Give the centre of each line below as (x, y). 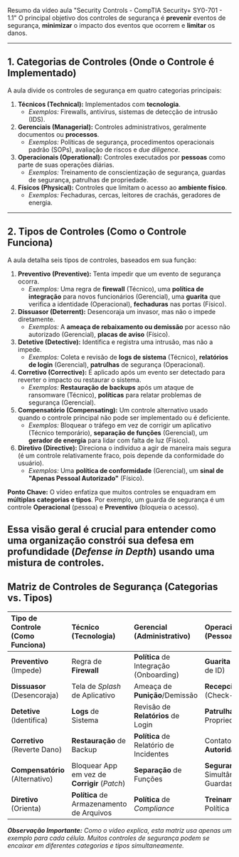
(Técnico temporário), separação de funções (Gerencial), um (118, 432)
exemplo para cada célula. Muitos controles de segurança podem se (108, 838)
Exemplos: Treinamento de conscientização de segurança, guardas (127, 172)
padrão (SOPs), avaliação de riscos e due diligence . (104, 150)
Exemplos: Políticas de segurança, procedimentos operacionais (121, 142)
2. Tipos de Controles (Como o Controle (97, 232)
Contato (218, 740)
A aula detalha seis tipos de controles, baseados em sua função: (102, 260)
